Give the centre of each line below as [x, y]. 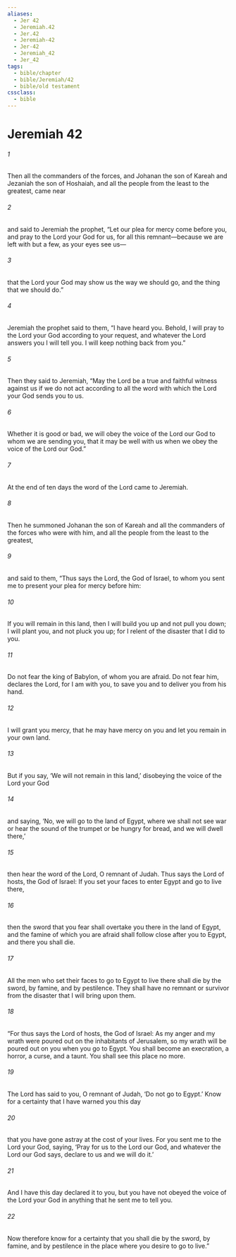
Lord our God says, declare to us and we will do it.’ [81, 1155]
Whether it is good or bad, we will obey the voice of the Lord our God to [112, 434]
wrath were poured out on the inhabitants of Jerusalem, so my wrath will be [117, 1041]
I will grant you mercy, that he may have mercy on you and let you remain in [117, 730]
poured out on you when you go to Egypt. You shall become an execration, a [118, 1048]
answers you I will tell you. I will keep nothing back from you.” [97, 343]
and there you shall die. [41, 942]
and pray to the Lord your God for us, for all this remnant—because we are [116, 237]
